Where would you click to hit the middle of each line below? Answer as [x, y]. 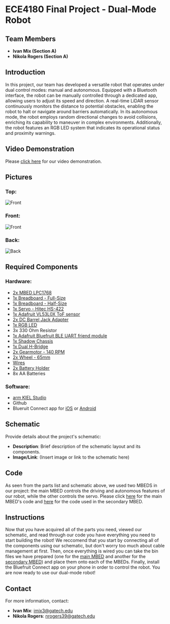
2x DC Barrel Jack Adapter [41, 319]
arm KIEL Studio [29, 397]
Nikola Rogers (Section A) [40, 56]
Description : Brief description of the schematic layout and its [77, 446]
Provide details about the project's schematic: [53, 436]
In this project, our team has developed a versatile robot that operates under [85, 84]
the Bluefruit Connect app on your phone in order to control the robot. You [83, 567]
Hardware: [19, 282]
